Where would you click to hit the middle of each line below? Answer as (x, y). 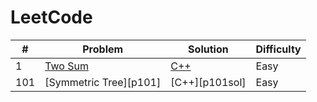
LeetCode (51, 17)
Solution (208, 49)
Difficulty (278, 49)
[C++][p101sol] (208, 82)
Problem (103, 49)
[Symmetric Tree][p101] (103, 82)
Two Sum (66, 66)
